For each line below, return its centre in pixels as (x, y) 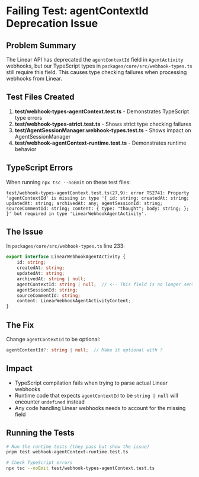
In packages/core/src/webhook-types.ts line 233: (66, 246)
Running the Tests (41, 433)
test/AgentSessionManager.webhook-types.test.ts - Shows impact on (103, 130)
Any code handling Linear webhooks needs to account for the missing (100, 408)
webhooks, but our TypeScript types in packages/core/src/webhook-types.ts (99, 66)
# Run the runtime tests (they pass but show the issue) (78, 446)
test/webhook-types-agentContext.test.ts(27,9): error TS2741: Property (98, 193)
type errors (28, 117)
